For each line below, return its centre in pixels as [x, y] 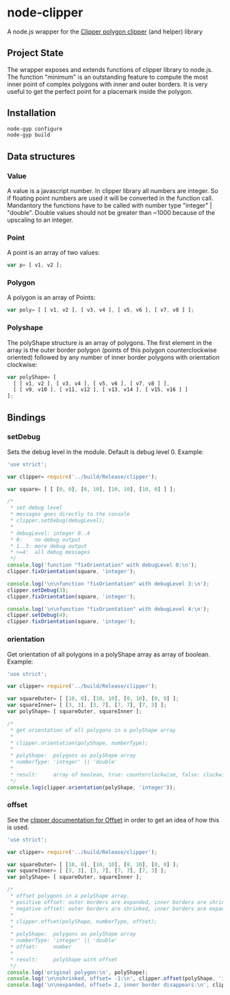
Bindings [26, 417]
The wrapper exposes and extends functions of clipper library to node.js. [110, 69]
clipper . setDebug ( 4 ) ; [38, 615]
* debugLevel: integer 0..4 [50, 533]
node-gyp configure [35, 129]
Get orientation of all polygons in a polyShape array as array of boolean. [109, 654]
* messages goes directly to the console [70, 514]
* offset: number [41, 947]
